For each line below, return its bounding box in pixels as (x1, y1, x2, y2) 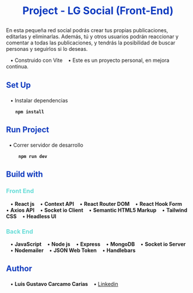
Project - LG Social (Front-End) (22, 4, 174, 18)
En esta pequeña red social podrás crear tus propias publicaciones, (6, 27, 169, 34)
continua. (6, 63, 29, 70)
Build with (6, 170, 43, 180)
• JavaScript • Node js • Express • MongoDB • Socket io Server (10, 240, 186, 247)
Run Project (6, 125, 50, 135)
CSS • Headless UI (6, 212, 57, 220)
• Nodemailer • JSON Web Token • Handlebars (10, 247, 136, 254)
